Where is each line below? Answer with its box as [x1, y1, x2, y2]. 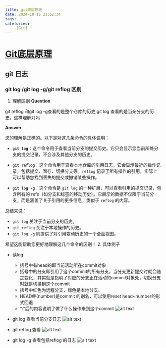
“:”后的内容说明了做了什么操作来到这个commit [19, 305, 114, 311]
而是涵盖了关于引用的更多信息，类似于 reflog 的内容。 [21, 198, 133, 203]
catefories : [5, 21, 30, 26]
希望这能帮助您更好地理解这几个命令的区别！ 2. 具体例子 [5, 241, 120, 247]
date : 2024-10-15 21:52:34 [5, 12, 61, 17]
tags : [5, 16, 16, 21]
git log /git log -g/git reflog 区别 [5, 86, 82, 93]
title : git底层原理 [5, 7, 43, 12]
